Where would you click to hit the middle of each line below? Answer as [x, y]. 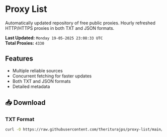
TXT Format [20, 119]
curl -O [13, 130]
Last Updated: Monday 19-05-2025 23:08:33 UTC [54, 38]
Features [19, 59]
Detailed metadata [31, 86]
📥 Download [25, 103]
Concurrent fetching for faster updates [52, 76]
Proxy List [26, 9]
